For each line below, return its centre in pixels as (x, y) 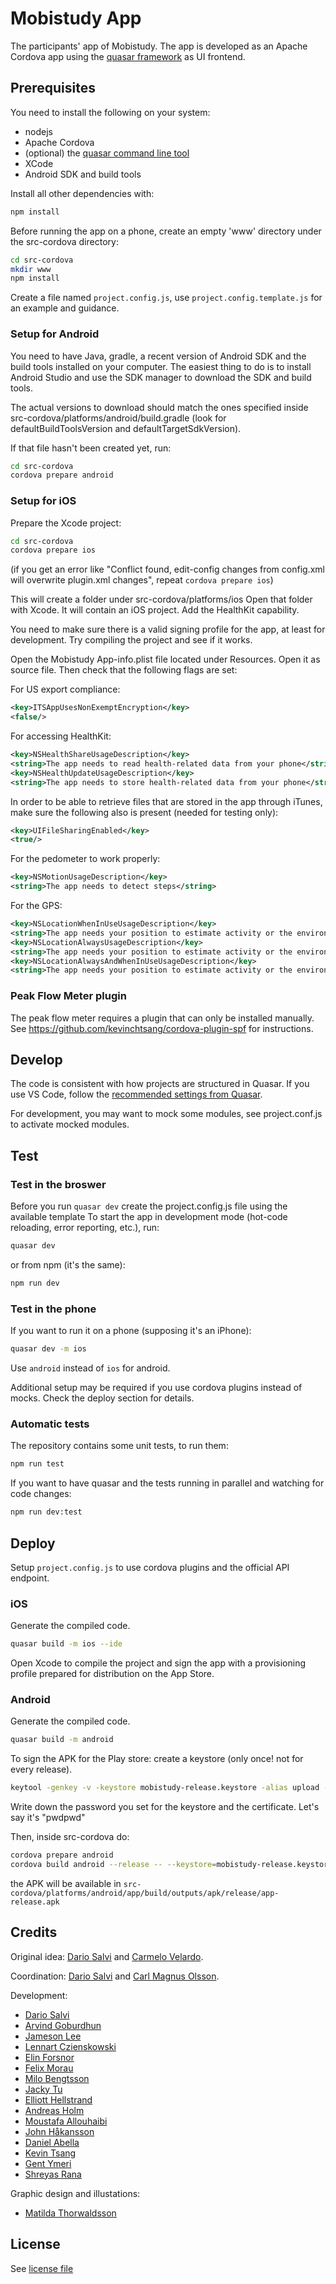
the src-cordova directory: (64, 241)
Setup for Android (55, 334)
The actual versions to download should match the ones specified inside (159, 407)
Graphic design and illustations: (75, 2193)
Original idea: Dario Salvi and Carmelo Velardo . (107, 1956)
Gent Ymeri (48, 2163)
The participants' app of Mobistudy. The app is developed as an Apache (159, 46)
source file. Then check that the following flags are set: (124, 670)
